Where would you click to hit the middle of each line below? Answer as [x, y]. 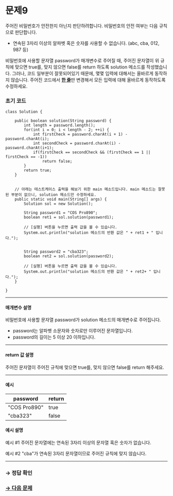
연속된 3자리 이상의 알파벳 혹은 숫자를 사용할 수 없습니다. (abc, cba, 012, [86, 43]
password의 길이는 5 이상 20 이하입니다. [54, 337]
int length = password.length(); [60, 126]
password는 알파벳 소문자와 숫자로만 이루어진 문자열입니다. [73, 331]
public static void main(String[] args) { [61, 199]
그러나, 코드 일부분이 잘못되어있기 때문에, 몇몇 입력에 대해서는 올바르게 [83, 73]
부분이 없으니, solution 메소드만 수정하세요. [54, 195]
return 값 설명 [20, 355]
